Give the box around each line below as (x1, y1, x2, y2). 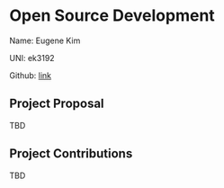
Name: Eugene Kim (9, 35, 81, 46)
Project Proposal (9, 96, 105, 112)
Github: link (9, 69, 52, 81)
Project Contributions (9, 146, 133, 162)
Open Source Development (9, 5, 216, 26)
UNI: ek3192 (9, 52, 56, 63)
